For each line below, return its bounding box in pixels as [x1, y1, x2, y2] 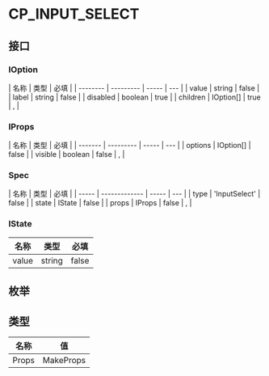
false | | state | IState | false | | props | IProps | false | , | [8, 198, 192, 208]
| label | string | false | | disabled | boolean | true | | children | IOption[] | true [8, 92, 261, 102]
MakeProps [42, 354, 86, 365]
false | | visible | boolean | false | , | [8, 150, 125, 159]
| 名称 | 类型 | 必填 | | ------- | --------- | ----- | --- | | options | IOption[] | [8, 141, 252, 150]
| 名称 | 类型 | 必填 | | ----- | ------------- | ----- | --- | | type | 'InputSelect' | [8, 189, 261, 199]
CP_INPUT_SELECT [8, 5, 140, 23]
